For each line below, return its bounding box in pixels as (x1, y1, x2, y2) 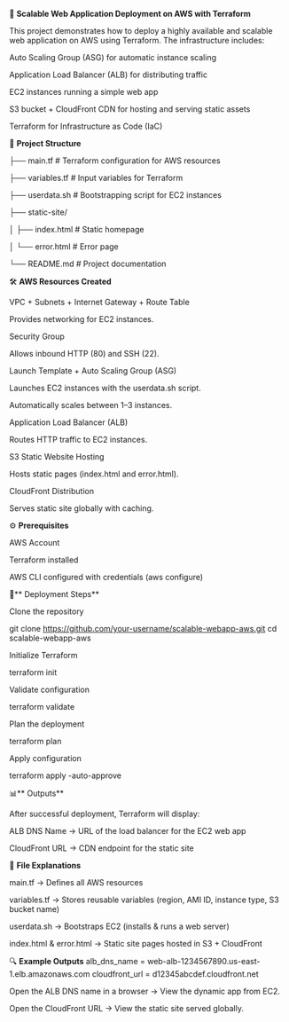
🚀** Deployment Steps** (9, 589, 100, 599)
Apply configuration (9, 753, 82, 763)
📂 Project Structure (9, 138, 82, 148)
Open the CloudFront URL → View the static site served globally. (9, 1003, 244, 1013)
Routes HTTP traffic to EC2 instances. (9, 435, 148, 444)
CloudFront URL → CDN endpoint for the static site (9, 843, 195, 853)
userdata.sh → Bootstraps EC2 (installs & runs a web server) (9, 921, 230, 932)
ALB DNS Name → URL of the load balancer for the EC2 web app (9, 826, 246, 836)
